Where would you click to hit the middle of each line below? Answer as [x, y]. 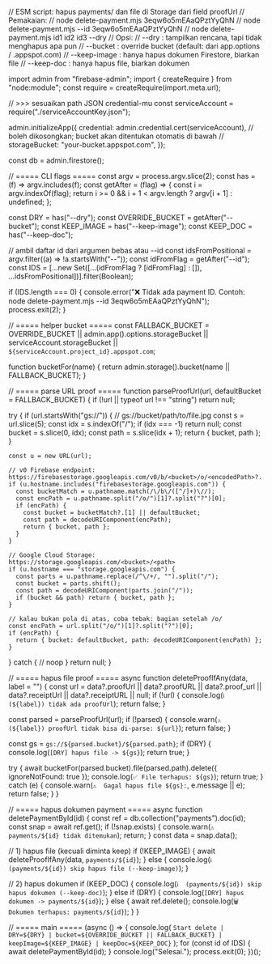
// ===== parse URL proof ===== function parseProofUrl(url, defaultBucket [135, 391]
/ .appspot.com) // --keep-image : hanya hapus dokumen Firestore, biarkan [134, 55]
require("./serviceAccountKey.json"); [70, 112]
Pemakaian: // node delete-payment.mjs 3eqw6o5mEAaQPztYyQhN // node [134, 20]
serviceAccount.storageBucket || [64, 342]
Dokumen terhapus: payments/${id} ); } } [74, 911]
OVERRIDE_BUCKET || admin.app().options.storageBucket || [108, 334]
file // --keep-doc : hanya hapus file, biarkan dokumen [99, 63]
